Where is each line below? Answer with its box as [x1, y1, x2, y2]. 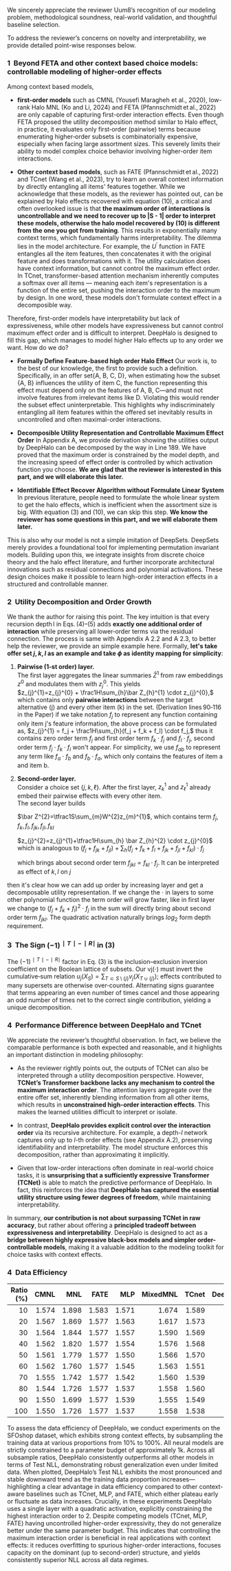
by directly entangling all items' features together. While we [16, 183, 186, 191]
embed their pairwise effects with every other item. [16, 792, 162, 800]
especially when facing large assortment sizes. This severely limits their [16, 140, 221, 148]
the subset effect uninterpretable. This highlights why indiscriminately [16, 400, 215, 409]
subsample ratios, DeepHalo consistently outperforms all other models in [7, 1453, 214, 1461]
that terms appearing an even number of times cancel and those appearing [7, 988, 220, 996]
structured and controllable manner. [7, 579, 109, 588]
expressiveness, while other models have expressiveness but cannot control [7, 321, 223, 329]
